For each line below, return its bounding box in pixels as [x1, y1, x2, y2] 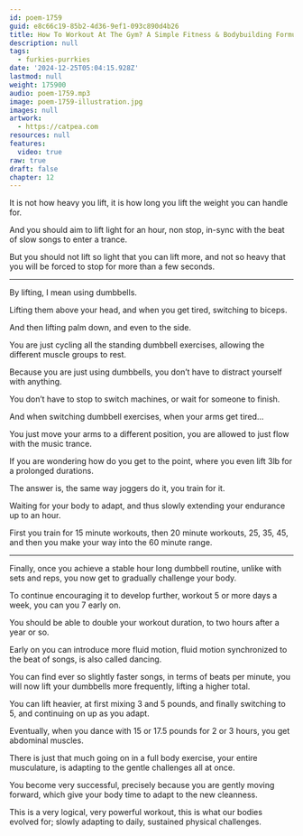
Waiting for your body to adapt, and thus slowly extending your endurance [9, 500, 286, 511]
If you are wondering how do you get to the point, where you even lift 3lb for [9, 456, 293, 467]
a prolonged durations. [9, 466, 95, 477]
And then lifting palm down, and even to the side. [9, 322, 192, 333]
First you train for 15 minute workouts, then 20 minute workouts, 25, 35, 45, [9, 527, 289, 538]
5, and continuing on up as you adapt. [9, 708, 151, 719]
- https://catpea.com [17, 123, 99, 132]
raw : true [9, 155, 47, 165]
